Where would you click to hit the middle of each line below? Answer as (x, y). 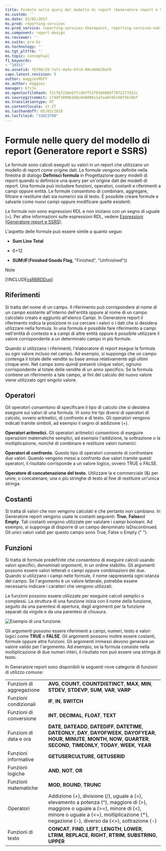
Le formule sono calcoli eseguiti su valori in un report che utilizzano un (77, 165)
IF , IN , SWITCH (66, 701)
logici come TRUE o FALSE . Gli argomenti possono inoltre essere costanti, (80, 636)
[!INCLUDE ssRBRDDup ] (29, 279)
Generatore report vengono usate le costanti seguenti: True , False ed (75, 517)
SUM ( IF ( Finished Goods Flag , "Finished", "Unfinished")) (70, 260)
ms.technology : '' (24, 47)
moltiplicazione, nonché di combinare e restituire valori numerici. (71, 443)
